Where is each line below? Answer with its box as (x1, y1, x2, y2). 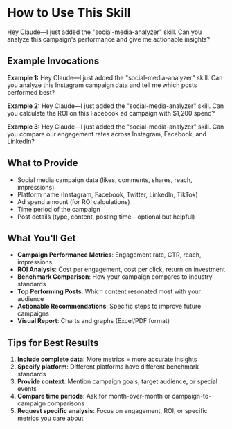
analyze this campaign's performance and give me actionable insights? (7, 35, 210, 43)
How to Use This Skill (7, 5, 131, 21)
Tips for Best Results (7, 337, 99, 349)
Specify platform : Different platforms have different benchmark (17, 363, 199, 371)
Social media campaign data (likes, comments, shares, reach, (17, 175, 193, 184)
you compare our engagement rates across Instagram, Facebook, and (7, 129, 206, 138)
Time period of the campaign (17, 205, 100, 213)
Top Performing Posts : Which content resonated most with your (17, 287, 202, 295)
